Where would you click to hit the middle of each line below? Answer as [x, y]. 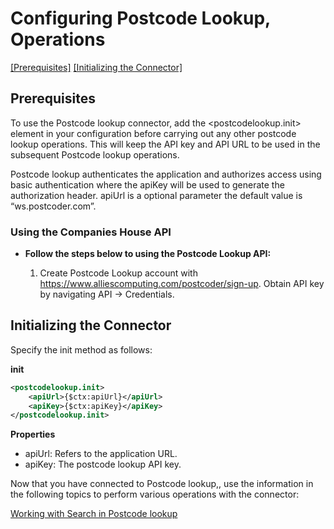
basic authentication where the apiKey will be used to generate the [147, 184]
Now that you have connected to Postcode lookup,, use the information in [162, 484]
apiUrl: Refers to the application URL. [101, 454]
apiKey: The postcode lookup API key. [103, 464]
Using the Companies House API [91, 232]
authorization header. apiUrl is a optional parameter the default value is [156, 195]
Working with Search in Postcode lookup [94, 514]
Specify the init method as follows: [81, 349]
